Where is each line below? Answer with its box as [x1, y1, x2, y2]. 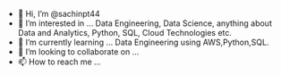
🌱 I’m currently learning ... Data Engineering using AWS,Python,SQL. [17, 37, 269, 47]
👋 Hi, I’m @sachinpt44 [17, 9, 100, 19]
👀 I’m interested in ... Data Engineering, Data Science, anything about [17, 18, 273, 29]
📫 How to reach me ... [17, 56, 101, 67]
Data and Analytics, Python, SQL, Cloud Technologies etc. [17, 28, 233, 37]
